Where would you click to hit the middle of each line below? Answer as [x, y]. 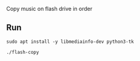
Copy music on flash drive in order [49, 9]
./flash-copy [23, 52]
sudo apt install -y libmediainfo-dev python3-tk [70, 42]
